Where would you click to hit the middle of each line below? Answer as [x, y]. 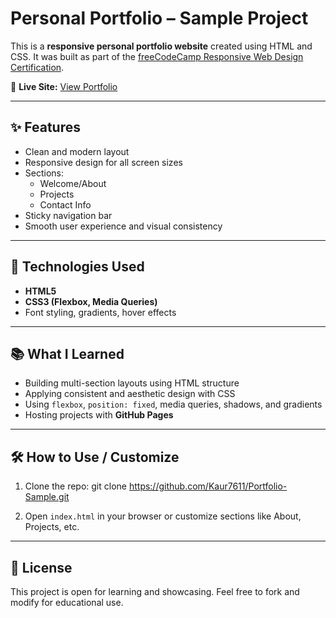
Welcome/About [73, 183]
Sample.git [47, 497]
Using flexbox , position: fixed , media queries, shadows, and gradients [173, 404]
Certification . [37, 67]
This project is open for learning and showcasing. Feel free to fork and [155, 591]
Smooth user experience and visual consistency [123, 226]
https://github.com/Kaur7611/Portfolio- [208, 486]
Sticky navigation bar [68, 215]
